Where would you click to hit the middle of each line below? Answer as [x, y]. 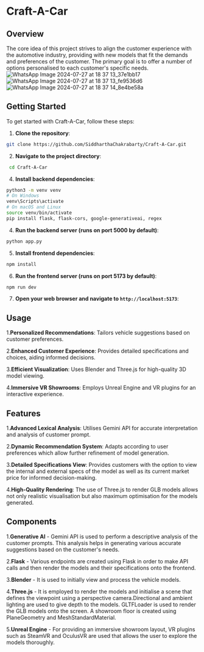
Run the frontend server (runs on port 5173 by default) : [86, 276]
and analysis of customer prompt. [49, 434]
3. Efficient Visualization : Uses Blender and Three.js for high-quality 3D [97, 369]
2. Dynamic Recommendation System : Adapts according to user [87, 447]
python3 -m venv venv [34, 190]
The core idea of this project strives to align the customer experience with [99, 48]
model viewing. [25, 376]
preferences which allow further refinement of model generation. [88, 453]
